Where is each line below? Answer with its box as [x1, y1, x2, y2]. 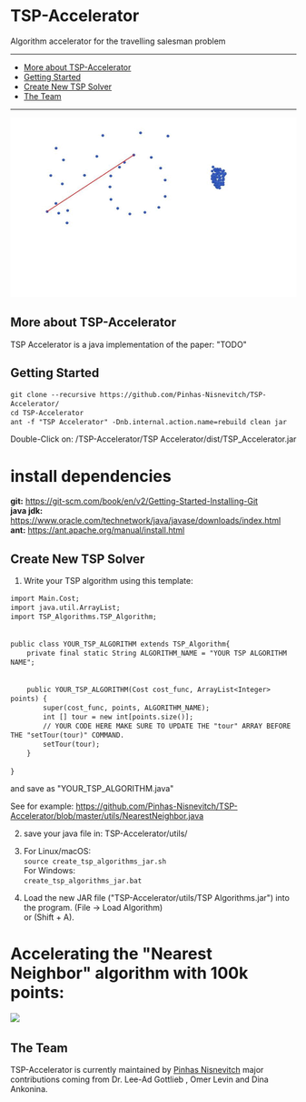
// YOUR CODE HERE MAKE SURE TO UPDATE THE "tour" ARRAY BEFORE [43, 721, 291, 731]
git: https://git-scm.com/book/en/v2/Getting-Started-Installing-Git [10, 495, 258, 506]
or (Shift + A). [23, 912, 75, 923]
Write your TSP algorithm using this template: [23, 576, 193, 587]
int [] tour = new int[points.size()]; [43, 712, 194, 722]
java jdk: [10, 505, 44, 516]
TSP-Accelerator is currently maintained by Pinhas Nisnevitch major [10, 1064, 264, 1075]
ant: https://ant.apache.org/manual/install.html [10, 525, 185, 536]
